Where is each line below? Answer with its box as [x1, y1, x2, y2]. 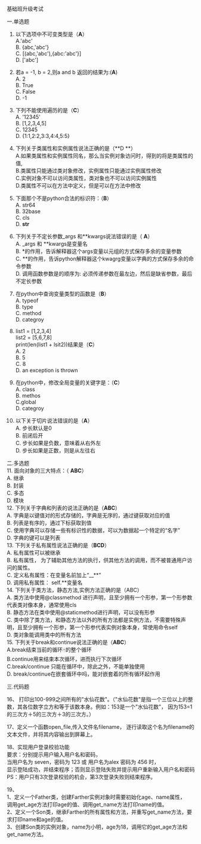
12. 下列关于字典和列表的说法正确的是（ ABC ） [7, 504, 121, 512]
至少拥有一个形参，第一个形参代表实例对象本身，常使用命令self [22, 624, 178, 631]
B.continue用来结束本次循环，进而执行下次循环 [7, 655, 122, 663]
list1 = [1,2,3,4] [15, 328, 51, 334]
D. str [15, 220, 29, 227]
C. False [15, 88, 36, 95]
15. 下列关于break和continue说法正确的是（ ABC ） [7, 639, 130, 646]
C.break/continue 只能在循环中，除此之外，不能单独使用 [7, 663, 146, 670]
